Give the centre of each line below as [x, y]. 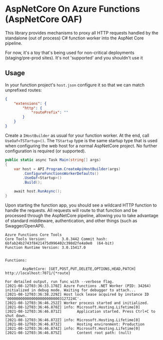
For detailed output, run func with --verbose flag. [60, 282]
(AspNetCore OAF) [44, 19]
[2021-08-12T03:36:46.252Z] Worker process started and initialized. [77, 303]
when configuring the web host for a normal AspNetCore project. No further [81, 146]
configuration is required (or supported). [45, 151]
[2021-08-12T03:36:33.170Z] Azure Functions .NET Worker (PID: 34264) [78, 286]
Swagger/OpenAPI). [25, 226]
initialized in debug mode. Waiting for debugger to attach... [71, 290]
